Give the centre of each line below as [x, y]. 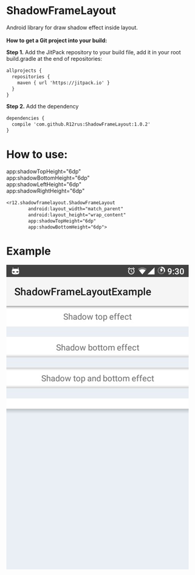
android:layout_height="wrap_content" [77, 215]
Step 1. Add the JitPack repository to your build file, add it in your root [94, 52]
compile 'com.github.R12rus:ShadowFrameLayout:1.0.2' [81, 124]
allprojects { [24, 71]
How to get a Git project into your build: [57, 40]
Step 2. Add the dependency [43, 106]
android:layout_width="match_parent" [76, 209]
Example [29, 251]
